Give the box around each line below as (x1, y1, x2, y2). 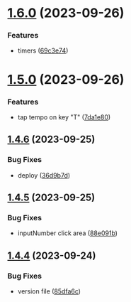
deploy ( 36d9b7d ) (17, 171, 71, 179)
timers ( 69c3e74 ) (17, 46, 69, 55)
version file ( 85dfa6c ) (17, 287, 81, 296)
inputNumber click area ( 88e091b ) (17, 229, 118, 237)
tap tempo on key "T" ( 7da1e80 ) (17, 112, 111, 122)
